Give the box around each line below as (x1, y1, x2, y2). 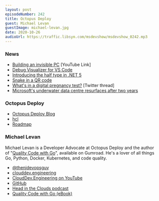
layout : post (5, 7, 32, 12)
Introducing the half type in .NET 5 (12, 72, 82, 78)
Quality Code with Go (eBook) (12, 190, 72, 196)
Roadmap (12, 121, 32, 127)
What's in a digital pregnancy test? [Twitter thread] (12, 83, 115, 89)
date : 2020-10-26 (5, 30, 41, 35)
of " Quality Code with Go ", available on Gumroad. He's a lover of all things (5, 150, 155, 156)
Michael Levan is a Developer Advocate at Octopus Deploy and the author (5, 145, 154, 151)
